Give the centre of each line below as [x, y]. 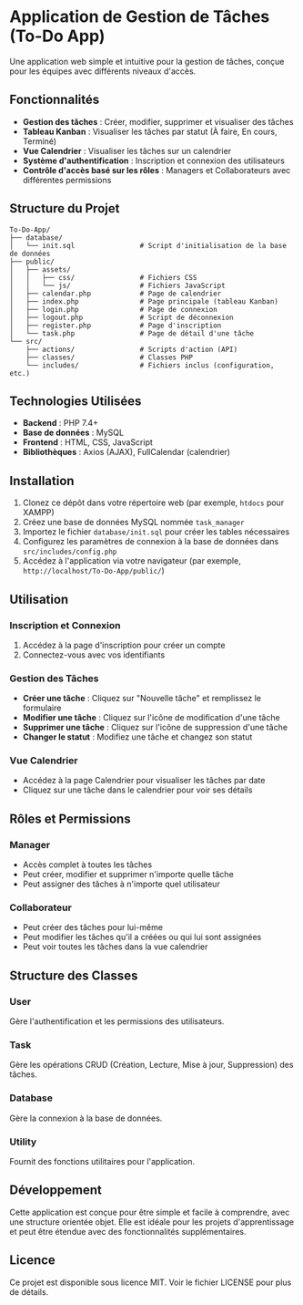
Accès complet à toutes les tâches [87, 865]
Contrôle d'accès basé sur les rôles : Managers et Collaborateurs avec [157, 170]
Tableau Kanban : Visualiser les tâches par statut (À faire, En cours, [150, 131]
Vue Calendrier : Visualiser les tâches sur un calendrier [127, 150]
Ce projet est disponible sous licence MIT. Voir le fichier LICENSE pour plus [151, 1282]
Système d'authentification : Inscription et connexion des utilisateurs [153, 161]
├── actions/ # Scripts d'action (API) [132, 349]
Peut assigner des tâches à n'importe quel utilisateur [121, 884]
